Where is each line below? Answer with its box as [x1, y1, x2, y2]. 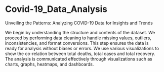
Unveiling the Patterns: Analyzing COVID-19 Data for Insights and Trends [5, 20, 153, 26]
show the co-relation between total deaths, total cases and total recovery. [5, 51, 156, 57]
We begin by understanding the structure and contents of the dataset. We [5, 29, 155, 35]
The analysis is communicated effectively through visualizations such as [5, 56, 152, 62]
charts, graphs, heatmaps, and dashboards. [5, 61, 94, 67]
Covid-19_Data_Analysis [5, 3, 108, 15]
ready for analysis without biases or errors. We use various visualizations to [5, 45, 159, 51]
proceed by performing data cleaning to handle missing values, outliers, [5, 35, 152, 41]
